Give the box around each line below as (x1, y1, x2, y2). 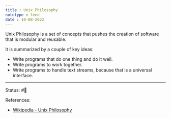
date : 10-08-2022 (5, 17, 44, 22)
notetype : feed (5, 12, 40, 17)
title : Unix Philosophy (5, 7, 58, 13)
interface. (12, 73, 33, 79)
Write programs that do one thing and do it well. (12, 56, 113, 62)
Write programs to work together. (12, 62, 83, 68)
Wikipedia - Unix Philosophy (12, 107, 72, 113)
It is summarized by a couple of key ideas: (5, 46, 94, 53)
